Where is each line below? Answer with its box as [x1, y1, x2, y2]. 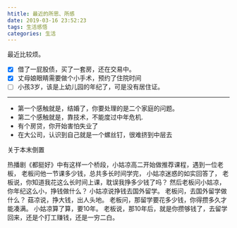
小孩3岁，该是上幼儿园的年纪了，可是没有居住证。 [17, 82, 164, 91]
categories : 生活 [7, 30, 56, 37]
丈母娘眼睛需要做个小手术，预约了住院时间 [17, 74, 142, 82]
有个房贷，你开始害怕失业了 [17, 122, 99, 130]
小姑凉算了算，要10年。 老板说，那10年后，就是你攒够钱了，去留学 [33, 205, 228, 213]
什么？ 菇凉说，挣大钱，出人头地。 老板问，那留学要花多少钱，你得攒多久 [7, 196, 221, 204]
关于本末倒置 [7, 146, 44, 154]
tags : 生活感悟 [7, 23, 48, 30]
